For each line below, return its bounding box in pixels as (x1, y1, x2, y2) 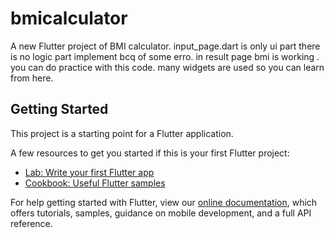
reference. (10, 217, 53, 229)
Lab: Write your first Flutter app (24, 166, 155, 178)
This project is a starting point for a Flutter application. (10, 127, 234, 139)
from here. (10, 72, 54, 84)
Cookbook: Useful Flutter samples (24, 177, 166, 189)
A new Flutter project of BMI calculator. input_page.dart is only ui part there (10, 40, 321, 52)
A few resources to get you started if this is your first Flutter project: (10, 147, 290, 159)
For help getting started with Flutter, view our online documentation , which (10, 196, 318, 208)
